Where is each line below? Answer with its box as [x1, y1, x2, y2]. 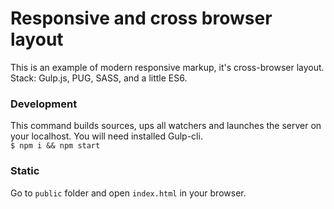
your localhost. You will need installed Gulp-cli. [10, 130, 203, 142]
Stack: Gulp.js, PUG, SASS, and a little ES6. [10, 72, 188, 84]
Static [10, 164, 40, 178]
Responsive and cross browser [10, 7, 273, 30]
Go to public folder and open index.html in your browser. [10, 187, 247, 199]
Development [10, 97, 78, 111]
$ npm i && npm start [10, 141, 101, 151]
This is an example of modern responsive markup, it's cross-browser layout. [10, 61, 325, 73]
